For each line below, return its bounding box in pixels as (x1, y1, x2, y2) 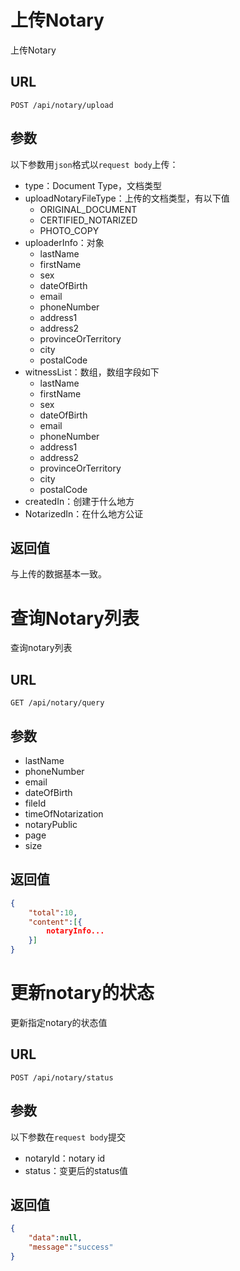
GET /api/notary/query (10, 698, 105, 708)
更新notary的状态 (10, 982, 155, 1005)
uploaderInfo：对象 (24, 236, 105, 248)
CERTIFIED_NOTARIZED (39, 214, 138, 226)
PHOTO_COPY (39, 224, 100, 236)
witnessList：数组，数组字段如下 (24, 366, 160, 378)
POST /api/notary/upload (10, 100, 114, 110)
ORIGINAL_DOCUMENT (39, 203, 138, 215)
